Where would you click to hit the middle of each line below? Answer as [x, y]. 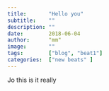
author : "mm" [34, 40]
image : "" [31, 47]
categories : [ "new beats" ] [50, 60]
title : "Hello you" [45, 14]
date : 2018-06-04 [44, 34]
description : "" [31, 27]
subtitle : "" [31, 20]
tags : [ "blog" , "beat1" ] [55, 54]
